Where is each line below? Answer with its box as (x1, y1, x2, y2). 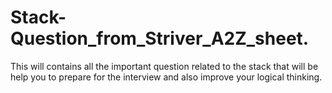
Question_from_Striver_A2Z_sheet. (10, 27, 310, 50)
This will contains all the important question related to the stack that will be (10, 60, 319, 72)
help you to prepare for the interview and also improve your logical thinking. (10, 71, 323, 83)
